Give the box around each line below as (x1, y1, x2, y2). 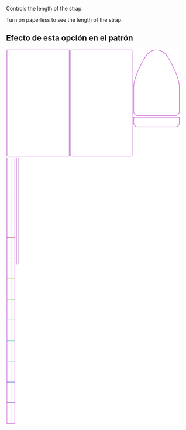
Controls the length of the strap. (6, 5, 83, 12)
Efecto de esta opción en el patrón (6, 33, 133, 43)
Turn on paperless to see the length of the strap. (6, 16, 123, 23)
